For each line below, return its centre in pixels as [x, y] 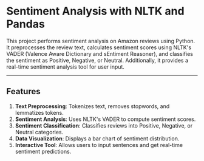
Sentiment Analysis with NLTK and [95, 11]
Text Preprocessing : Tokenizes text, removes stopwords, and [92, 106]
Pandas [26, 24]
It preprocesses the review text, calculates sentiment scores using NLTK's [99, 47]
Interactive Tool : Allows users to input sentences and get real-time [99, 145]
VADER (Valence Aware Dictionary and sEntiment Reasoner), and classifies [100, 53]
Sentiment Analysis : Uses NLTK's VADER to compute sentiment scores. [105, 119]
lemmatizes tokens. [39, 112]
